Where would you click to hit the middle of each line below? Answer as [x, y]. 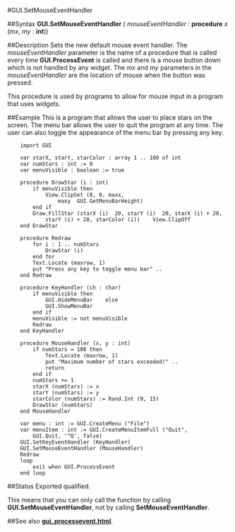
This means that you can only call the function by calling [89, 500]
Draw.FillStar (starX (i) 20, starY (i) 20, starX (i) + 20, [127, 213]
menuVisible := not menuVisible [80, 319]
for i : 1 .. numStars [66, 244]
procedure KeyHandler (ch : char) [71, 288]
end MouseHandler [46, 411]
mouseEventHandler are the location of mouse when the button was [107, 75]
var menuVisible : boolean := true [72, 170]
